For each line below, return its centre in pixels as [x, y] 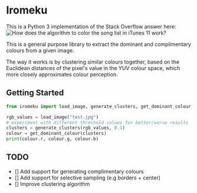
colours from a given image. [40, 50]
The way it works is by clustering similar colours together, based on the [93, 62]
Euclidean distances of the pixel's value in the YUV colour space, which [93, 68]
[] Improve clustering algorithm [52, 184]
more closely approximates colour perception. [62, 74]
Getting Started [35, 93]
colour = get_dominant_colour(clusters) [57, 134]
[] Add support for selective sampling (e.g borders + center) [88, 178]
